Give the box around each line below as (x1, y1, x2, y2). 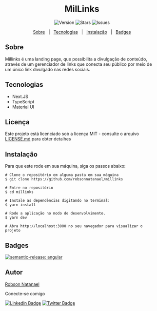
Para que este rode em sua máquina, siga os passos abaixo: (5, 163, 126, 169)
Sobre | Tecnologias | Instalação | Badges (33, 29, 131, 35)
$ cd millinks (5, 190, 34, 194)
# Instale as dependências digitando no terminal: (5, 198, 110, 203)
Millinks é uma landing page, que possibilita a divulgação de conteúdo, (5, 56, 148, 62)
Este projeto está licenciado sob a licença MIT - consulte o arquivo (5, 131, 139, 137)
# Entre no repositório (5, 185, 54, 191)
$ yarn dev (5, 215, 27, 220)
